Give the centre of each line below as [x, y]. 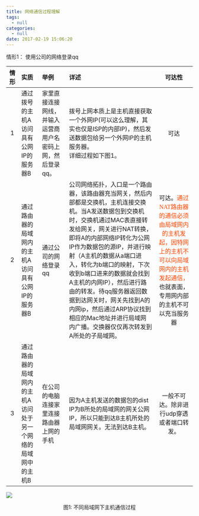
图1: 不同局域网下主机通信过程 [99, 507]
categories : [21, 28]
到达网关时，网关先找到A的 [113, 300]
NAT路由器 [174, 207]
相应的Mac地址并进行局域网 [108, 318]
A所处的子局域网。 [95, 336]
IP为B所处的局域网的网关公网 [109, 409]
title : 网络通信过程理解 [33, 12]
